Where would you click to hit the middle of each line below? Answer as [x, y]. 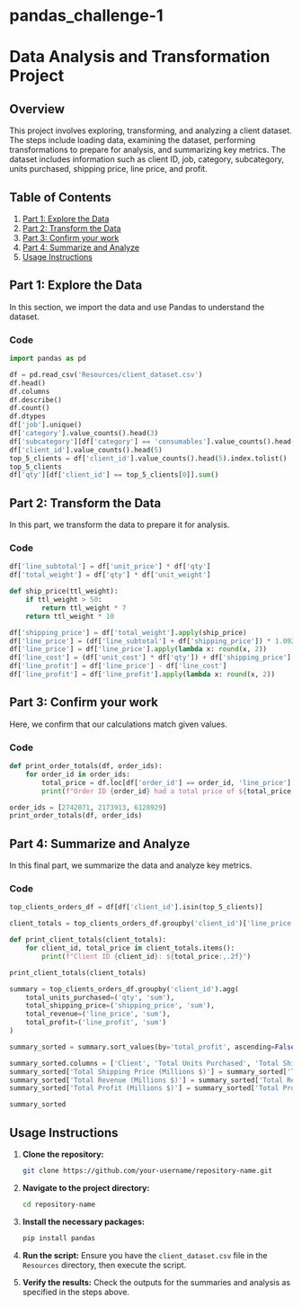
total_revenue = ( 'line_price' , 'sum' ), [98, 1014]
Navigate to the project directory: [86, 1187]
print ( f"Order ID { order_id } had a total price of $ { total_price [167, 791]
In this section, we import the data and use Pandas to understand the [137, 307]
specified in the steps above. [76, 1292]
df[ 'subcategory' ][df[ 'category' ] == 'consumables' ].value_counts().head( [152, 442]
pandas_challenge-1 [86, 16]
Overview [37, 109]
